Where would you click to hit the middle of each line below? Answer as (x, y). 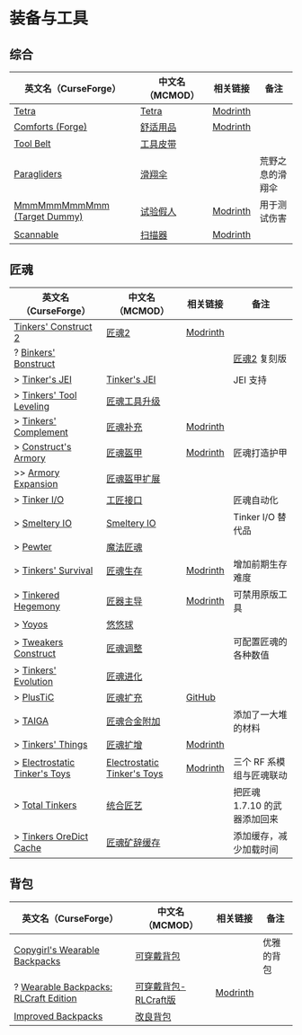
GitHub (200, 697)
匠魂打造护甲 (260, 453)
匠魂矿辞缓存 (133, 843)
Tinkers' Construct (53, 326)
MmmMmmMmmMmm (62, 205)
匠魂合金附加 (133, 721)
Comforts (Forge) (51, 127)
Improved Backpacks (58, 1016)
